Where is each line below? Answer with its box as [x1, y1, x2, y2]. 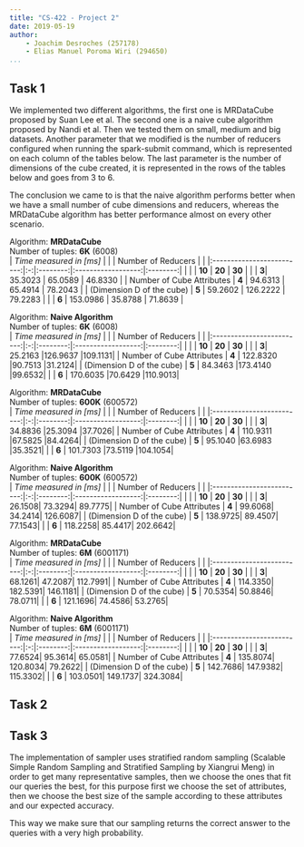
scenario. [9, 219, 44, 229]
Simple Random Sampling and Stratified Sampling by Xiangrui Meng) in [9, 762, 275, 773]
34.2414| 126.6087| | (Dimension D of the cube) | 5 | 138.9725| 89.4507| [9, 510, 279, 521]
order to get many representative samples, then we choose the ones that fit [9, 772, 291, 783]
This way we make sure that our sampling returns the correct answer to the [9, 818, 291, 829]
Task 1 [9, 81, 45, 96]
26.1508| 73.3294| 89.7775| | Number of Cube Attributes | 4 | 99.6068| [9, 501, 274, 511]
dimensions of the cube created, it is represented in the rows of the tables [9, 162, 286, 173]
